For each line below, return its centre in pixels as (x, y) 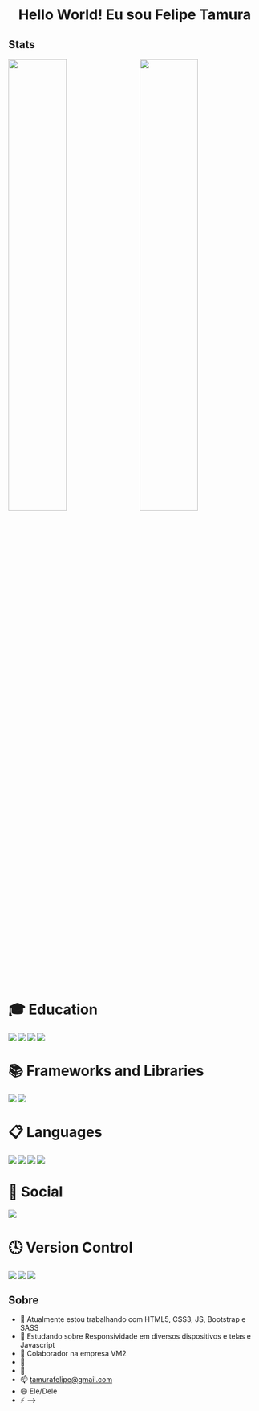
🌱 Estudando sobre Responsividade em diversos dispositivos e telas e (135, 1336)
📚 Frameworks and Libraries (106, 1071)
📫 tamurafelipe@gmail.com (66, 1380)
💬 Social (36, 1192)
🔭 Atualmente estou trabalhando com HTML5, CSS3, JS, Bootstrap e (133, 1319)
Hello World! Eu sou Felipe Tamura (135, 15)
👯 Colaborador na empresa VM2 (73, 1354)
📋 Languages (55, 1132)
